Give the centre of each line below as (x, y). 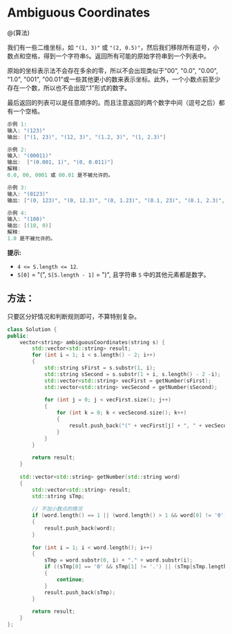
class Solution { (32, 329)
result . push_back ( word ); (80, 528)
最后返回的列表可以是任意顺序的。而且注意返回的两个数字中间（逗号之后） (113, 102)
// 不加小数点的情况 (57, 509)
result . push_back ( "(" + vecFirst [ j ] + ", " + (135, 426)
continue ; (70, 579)
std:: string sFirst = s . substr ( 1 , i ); (100, 368)
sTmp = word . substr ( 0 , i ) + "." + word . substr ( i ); (118, 560)
